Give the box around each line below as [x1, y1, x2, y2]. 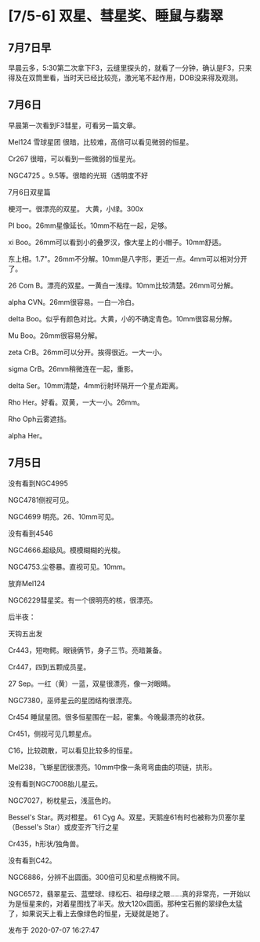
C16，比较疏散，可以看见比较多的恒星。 [8, 746, 137, 755]
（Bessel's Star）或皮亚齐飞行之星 [8, 822, 119, 831]
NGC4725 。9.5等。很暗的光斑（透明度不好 [8, 170, 149, 180]
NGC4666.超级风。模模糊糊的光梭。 [8, 545, 125, 555]
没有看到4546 [8, 528, 53, 538]
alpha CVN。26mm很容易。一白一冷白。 [8, 297, 139, 306]
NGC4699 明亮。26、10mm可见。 [8, 511, 119, 521]
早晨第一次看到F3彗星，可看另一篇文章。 [8, 120, 140, 130]
